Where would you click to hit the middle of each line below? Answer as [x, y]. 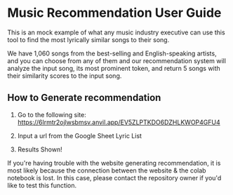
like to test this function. [42, 185]
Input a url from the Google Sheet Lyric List [80, 135]
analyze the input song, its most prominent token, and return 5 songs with [114, 68]
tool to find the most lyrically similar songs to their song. [88, 39]
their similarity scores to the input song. [65, 76]
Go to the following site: [52, 114]
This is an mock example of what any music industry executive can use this [116, 32]
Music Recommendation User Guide [114, 13]
